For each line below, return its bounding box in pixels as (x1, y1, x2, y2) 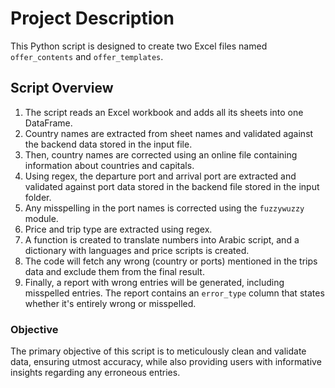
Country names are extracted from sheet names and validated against (24, 127, 314, 139)
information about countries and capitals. (24, 159, 195, 171)
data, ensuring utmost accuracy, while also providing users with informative (10, 356, 322, 368)
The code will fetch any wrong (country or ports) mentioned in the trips (24, 255, 318, 267)
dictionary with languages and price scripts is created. (24, 244, 250, 256)
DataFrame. (24, 117, 73, 129)
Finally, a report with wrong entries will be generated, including (24, 276, 285, 288)
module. (24, 212, 59, 224)
